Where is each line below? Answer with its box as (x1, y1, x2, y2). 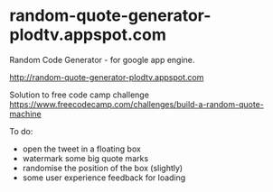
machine (9, 108, 42, 119)
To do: (9, 125, 33, 136)
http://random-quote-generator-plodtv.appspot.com (9, 71, 204, 82)
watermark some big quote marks (22, 152, 149, 163)
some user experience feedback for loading (22, 172, 186, 183)
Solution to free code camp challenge (9, 89, 149, 100)
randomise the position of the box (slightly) (22, 162, 184, 173)
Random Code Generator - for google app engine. (9, 54, 195, 65)
